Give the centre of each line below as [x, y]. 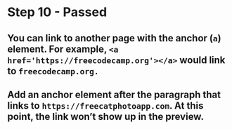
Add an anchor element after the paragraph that [114, 94]
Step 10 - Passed [57, 12]
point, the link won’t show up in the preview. [105, 116]
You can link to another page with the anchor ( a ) [114, 38]
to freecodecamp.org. [53, 71]
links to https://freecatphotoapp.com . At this [105, 106]
